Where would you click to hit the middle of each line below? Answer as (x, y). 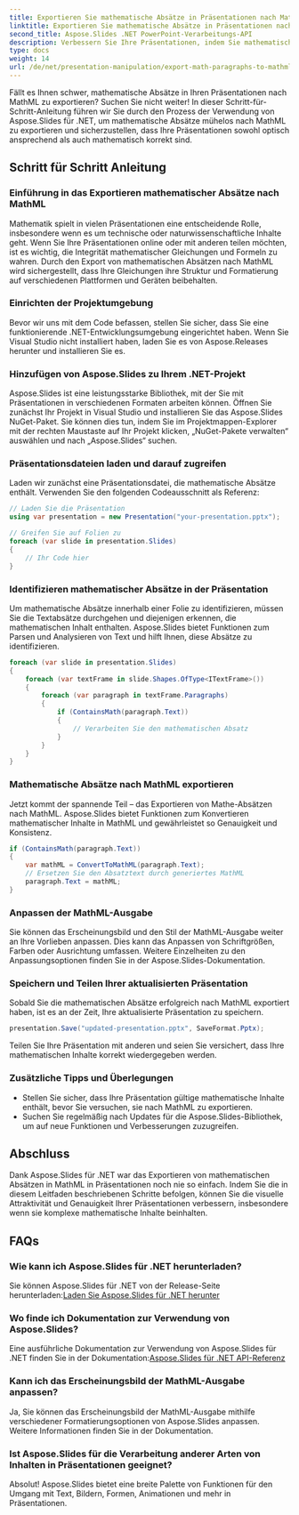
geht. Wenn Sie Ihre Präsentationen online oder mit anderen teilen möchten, (148, 242)
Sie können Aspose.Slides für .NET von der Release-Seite (115, 1285)
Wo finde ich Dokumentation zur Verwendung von (119, 1318)
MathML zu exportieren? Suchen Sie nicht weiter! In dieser (117, 101)
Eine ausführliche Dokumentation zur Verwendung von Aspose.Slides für (143, 1349)
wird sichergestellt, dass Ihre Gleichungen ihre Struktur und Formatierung (144, 270)
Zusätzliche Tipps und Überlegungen (92, 1078)
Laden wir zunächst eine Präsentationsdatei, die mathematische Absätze (142, 483)
